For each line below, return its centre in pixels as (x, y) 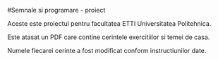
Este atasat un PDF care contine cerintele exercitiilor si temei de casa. (109, 37)
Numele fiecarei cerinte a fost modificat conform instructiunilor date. (107, 51)
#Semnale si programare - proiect (56, 10)
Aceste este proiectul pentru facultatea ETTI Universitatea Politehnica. (109, 23)
